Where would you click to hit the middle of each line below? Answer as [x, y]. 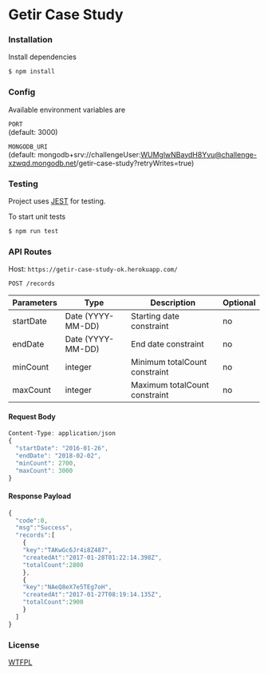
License [24, 644]
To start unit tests [37, 216]
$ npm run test [33, 231]
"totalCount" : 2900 [53, 602]
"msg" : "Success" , [44, 528]
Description [173, 303]
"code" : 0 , [32, 521]
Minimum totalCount [169, 363]
